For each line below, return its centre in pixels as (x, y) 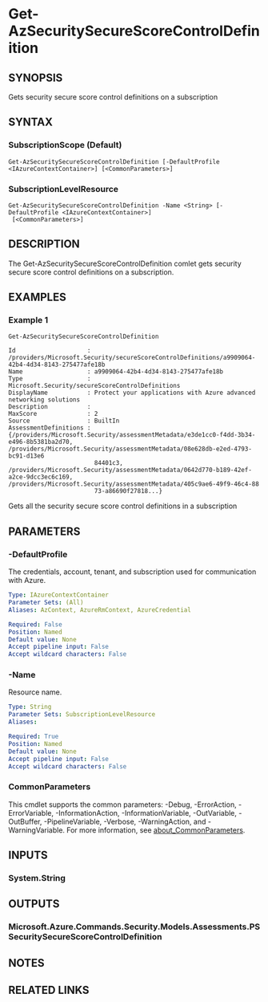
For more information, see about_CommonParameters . (156, 830)
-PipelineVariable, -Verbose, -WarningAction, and (125, 821)
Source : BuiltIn (64, 421)
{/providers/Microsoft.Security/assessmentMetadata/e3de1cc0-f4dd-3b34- (132, 435)
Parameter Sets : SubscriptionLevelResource (82, 715)
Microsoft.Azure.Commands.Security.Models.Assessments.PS (134, 927)
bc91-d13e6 (26, 456)
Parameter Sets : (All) (46, 603)
